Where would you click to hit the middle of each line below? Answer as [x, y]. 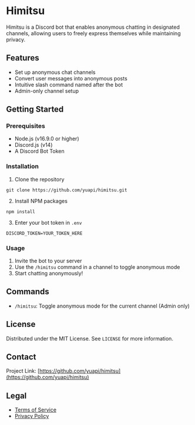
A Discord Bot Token [39, 151]
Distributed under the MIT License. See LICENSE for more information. [90, 338]
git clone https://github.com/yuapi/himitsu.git [67, 190]
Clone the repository [39, 179]
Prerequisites [26, 126]
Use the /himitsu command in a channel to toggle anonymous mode [97, 267]
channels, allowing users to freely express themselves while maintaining [93, 33]
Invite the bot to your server [48, 261]
